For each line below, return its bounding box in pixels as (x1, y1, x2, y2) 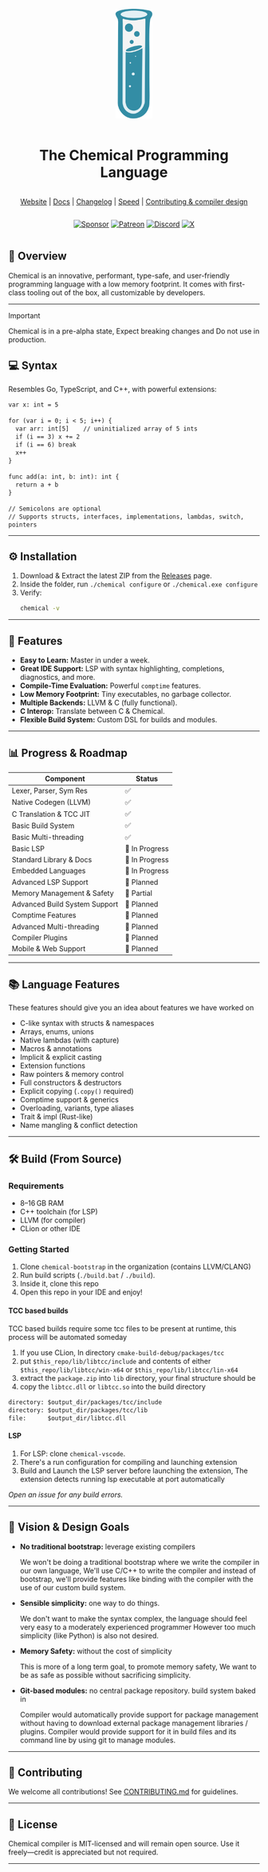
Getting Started (8, 1244, 69, 1255)
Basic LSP (11, 843, 45, 853)
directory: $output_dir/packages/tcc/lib (8, 1406, 148, 1414)
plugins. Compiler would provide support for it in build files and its (19, 1726, 237, 1736)
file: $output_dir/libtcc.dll (8, 1414, 127, 1422)
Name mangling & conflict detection (19, 1121, 138, 1130)
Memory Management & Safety (11, 888, 114, 898)
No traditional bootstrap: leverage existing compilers (19, 1542, 196, 1551)
